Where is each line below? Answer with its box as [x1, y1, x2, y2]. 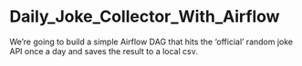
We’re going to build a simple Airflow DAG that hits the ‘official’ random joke [9, 36, 294, 47]
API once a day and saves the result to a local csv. [9, 45, 198, 56]
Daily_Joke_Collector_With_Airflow [9, 6, 280, 27]
